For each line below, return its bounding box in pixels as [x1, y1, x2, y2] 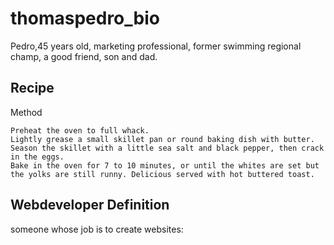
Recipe [10, 80, 55, 97]
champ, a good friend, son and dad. [10, 50, 158, 62]
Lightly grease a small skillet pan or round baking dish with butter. [10, 134, 315, 144]
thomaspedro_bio [10, 7, 160, 30]
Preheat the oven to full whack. [10, 125, 150, 136]
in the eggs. [10, 152, 65, 162]
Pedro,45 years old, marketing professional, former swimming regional [10, 40, 302, 52]
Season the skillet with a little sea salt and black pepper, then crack [10, 143, 325, 153]
